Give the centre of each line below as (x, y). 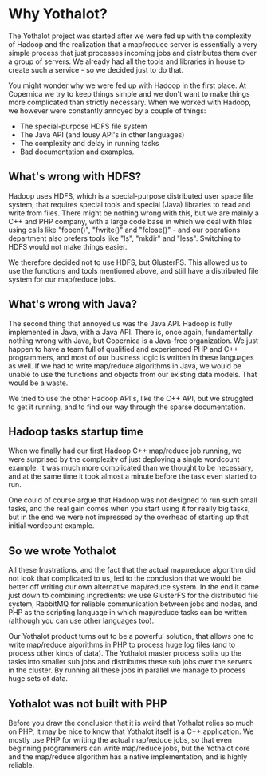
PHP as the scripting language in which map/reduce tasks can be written (128, 613)
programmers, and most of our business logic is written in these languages (131, 357)
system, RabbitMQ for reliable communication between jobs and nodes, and (133, 604)
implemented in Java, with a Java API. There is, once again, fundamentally (130, 332)
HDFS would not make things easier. (68, 246)
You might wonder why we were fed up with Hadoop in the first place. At (128, 85)
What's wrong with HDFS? (75, 177)
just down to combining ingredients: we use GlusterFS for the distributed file (133, 596)
